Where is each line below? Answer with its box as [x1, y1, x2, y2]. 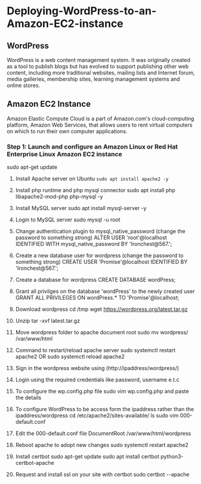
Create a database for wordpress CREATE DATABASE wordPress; [15, 276, 176, 283]
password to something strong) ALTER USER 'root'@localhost [15, 234, 168, 241]
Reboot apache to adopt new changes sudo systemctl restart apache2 [15, 442, 188, 449]
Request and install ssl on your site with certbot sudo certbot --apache [15, 471, 190, 478]
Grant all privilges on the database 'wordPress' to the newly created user [15, 288, 195, 295]
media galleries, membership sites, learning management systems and [7, 76, 181, 82]
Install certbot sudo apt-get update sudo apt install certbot [15, 453, 160, 460]
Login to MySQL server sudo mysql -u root [15, 216, 121, 223]
